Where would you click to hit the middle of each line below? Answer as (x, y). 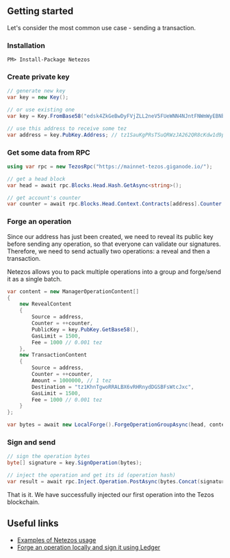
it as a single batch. (35, 279)
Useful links (33, 523)
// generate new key (37, 91)
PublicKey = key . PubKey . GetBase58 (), (85, 329)
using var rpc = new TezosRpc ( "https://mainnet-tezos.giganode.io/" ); (110, 166)
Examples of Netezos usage (56, 540)
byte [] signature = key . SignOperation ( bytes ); (75, 463)
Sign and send (31, 442)
